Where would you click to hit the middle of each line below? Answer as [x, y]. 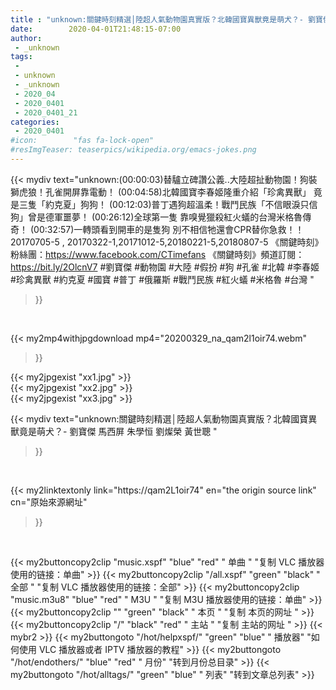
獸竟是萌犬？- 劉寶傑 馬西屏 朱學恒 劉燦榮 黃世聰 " [114, 431]
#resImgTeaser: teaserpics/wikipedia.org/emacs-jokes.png [133, 150]
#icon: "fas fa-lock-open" [82, 141]
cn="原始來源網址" [49, 502]
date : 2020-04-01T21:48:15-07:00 [96, 29]
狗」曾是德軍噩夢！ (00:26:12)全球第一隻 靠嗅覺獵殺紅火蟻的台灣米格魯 [156, 217]
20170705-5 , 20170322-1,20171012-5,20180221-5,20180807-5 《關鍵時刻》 [167, 242]
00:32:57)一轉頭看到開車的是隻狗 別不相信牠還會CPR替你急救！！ [169, 229]
